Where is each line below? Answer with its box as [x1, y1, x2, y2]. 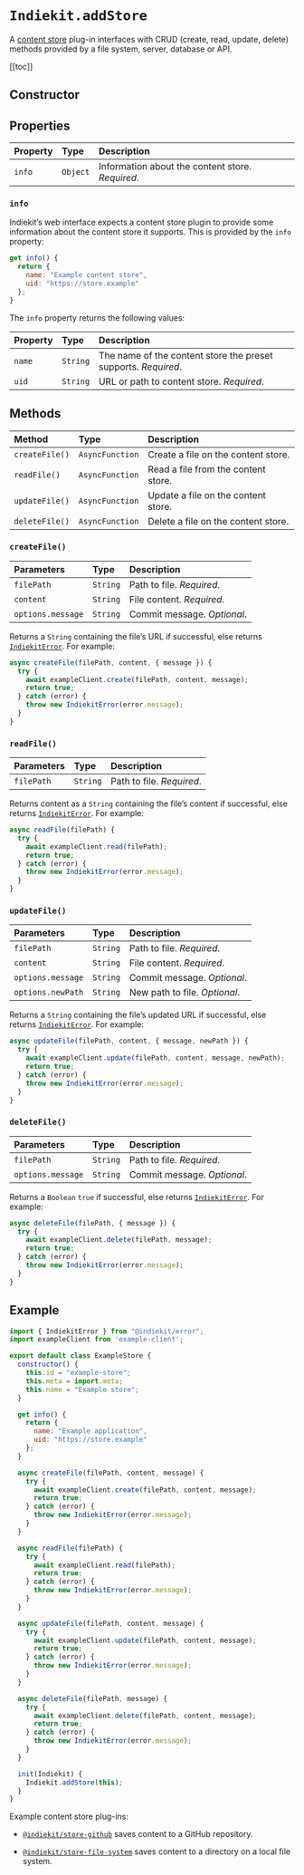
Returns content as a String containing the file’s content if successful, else [9, 798, 288, 809]
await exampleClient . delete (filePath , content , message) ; [33, 1711, 257, 1720]
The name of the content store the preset [98, 349, 273, 361]
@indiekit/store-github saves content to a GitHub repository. [22, 1829, 253, 1840]
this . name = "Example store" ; [25, 1385, 140, 1394]
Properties [9, 118, 71, 133]
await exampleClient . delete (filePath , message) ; [25, 1236, 213, 1245]
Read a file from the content [147, 463, 267, 476]
